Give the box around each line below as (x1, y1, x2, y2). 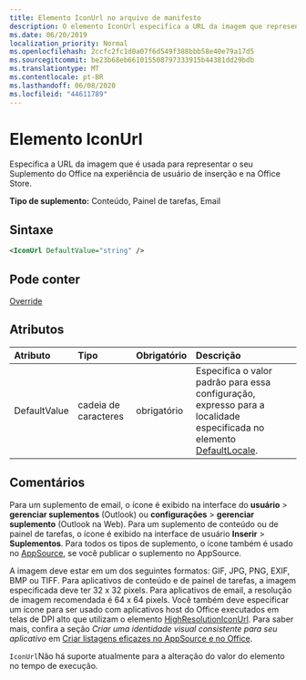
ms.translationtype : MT (9, 65, 100, 74)
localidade (195, 410, 240, 422)
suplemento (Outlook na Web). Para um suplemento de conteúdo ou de (9, 518, 280, 529)
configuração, (195, 387, 256, 400)
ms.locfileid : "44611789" (9, 89, 107, 98)
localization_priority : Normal (9, 38, 128, 48)
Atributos (9, 322, 65, 338)
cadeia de (77, 398, 120, 411)
